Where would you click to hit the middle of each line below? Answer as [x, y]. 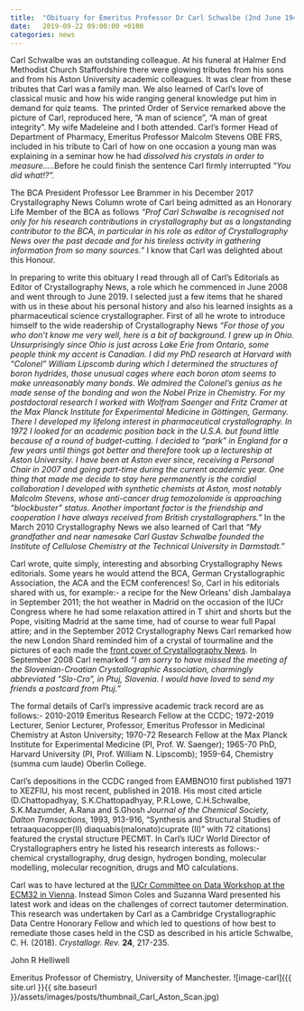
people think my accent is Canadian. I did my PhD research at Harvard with [151, 354]
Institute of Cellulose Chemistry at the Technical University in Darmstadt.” [147, 547]
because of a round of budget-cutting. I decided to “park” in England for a [149, 441]
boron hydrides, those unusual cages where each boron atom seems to [143, 374]
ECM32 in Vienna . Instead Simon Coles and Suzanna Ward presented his [145, 894]
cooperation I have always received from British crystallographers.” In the [148, 518]
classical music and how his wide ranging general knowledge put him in [144, 98]
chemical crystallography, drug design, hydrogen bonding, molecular [138, 858]
